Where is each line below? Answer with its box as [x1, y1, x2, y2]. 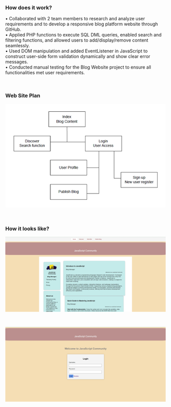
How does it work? [5, 4, 52, 11]
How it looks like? [5, 225, 50, 232]
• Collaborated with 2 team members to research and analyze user [5, 16, 145, 22]
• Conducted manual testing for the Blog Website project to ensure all [5, 64, 151, 70]
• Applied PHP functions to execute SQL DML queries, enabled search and [5, 32, 162, 38]
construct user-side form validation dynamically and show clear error [5, 53, 151, 59]
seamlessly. [5, 43, 30, 49]
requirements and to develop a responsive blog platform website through [5, 21, 158, 27]
